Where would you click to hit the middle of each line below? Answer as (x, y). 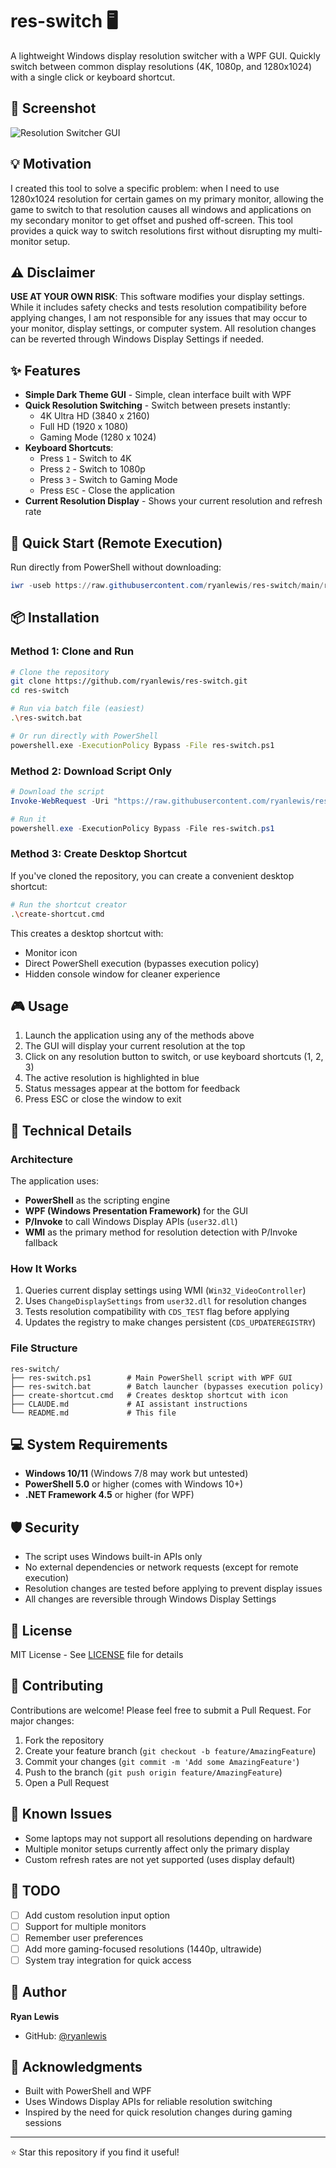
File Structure (44, 1348)
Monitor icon (51, 952)
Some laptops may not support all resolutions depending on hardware (168, 1838)
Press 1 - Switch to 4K (85, 459)
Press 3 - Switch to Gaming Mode (108, 480)
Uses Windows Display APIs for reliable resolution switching (148, 2102)
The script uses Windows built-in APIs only (113, 1557)
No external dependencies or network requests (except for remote (161, 1567)
